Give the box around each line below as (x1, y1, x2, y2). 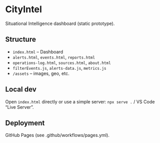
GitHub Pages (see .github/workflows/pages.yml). (5, 132, 110, 138)
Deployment (5, 119, 45, 127)
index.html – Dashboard (12, 48, 63, 54)
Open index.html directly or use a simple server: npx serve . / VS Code (5, 98, 155, 105)
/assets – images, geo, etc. (12, 70, 70, 76)
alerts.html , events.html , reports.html (12, 54, 95, 60)
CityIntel (5, 4, 42, 15)
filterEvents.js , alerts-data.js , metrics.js (12, 65, 106, 71)
